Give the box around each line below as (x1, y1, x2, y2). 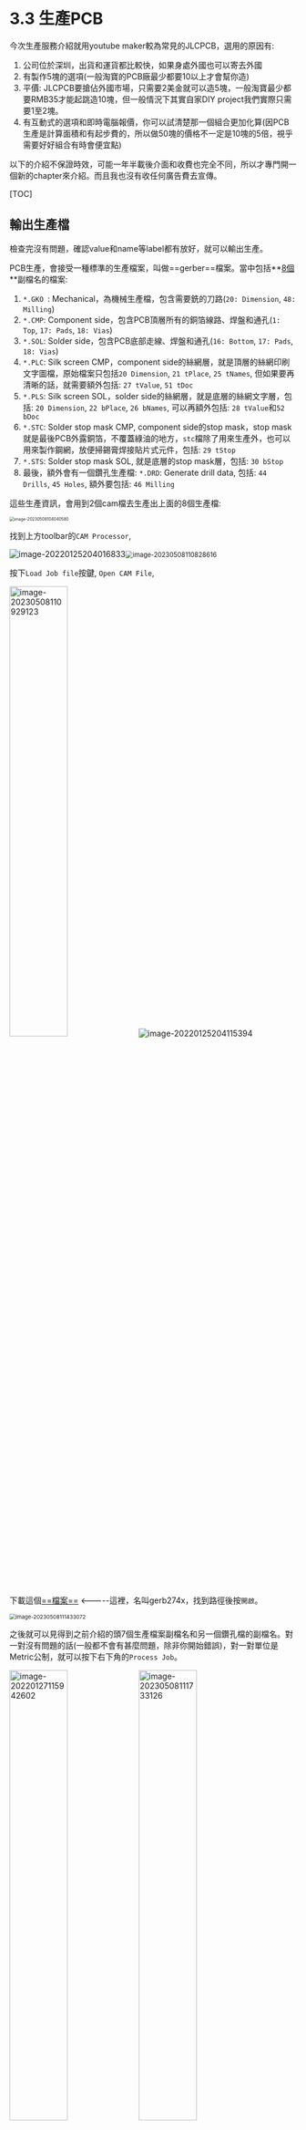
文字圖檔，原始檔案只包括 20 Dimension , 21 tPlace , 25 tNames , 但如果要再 (22, 367, 295, 378)
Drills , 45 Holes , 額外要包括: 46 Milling (22, 478, 175, 489)
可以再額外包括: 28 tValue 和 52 (171, 402, 285, 413)
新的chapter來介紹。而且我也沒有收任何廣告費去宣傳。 (16, 170, 222, 181)
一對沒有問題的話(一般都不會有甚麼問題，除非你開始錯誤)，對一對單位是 (9, 1639, 280, 1650)
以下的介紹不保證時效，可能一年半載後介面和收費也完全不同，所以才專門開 (9, 159, 289, 170)
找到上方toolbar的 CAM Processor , (9, 530, 132, 541)
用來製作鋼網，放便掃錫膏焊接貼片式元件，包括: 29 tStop (22, 444, 237, 455)
